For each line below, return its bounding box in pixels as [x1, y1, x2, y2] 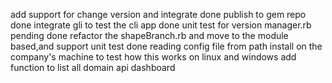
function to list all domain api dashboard [10, 62, 176, 73]
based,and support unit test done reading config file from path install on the [10, 40, 323, 52]
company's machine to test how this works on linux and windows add [10, 51, 297, 63]
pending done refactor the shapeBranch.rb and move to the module [10, 30, 289, 41]
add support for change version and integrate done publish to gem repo [10, 9, 307, 20]
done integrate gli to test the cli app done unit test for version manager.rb [10, 19, 312, 31]
